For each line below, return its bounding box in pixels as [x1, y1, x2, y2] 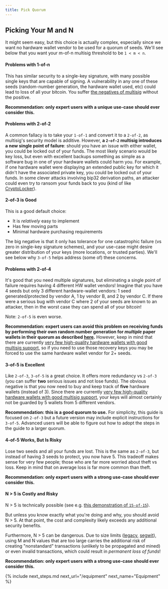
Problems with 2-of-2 [5, 121, 51, 127]
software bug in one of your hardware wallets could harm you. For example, [5, 159, 162, 165]
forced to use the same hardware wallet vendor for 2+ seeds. [5, 350, 132, 356]
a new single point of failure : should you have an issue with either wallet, [5, 142, 157, 149]
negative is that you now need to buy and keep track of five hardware [5, 384, 149, 390]
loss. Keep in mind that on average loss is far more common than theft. [5, 464, 151, 470]
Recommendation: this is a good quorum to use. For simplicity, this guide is [5, 409, 163, 415]
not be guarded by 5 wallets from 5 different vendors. [5, 400, 116, 406]
